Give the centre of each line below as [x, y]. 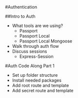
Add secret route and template [43, 91]
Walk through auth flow [36, 46]
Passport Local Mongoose [46, 41]
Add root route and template [40, 85]
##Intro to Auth [20, 16]
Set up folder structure [35, 75]
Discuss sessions [29, 51]
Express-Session [36, 56]
